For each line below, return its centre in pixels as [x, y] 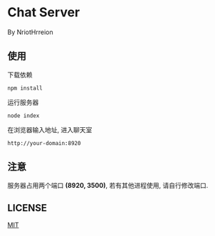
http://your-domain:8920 [44, 143]
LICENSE [27, 208]
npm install [25, 88]
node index [23, 116]
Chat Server [44, 12]
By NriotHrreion [30, 32]
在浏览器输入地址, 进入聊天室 [50, 129]
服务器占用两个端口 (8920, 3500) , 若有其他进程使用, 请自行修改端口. [108, 185]
